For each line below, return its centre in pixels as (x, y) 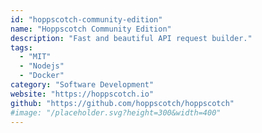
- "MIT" (35, 57)
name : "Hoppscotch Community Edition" (91, 29)
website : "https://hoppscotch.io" (82, 94)
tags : (21, 47)
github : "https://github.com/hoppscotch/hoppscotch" (122, 103)
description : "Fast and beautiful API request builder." (131, 38)
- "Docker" (42, 76)
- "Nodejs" (42, 66)
